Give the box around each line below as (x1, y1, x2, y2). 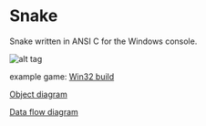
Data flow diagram (9, 106, 79, 117)
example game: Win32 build (9, 70, 115, 82)
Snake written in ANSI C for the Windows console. (9, 36, 198, 47)
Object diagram (9, 89, 68, 100)
